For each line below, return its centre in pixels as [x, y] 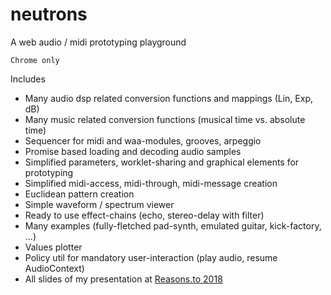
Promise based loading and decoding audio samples [133, 151]
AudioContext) [54, 268]
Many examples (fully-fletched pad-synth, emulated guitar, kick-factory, [173, 225]
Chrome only [35, 60]
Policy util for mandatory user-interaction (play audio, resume [151, 257]
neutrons [49, 14]
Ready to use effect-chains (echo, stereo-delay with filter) [144, 215]
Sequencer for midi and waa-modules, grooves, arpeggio [143, 140]
